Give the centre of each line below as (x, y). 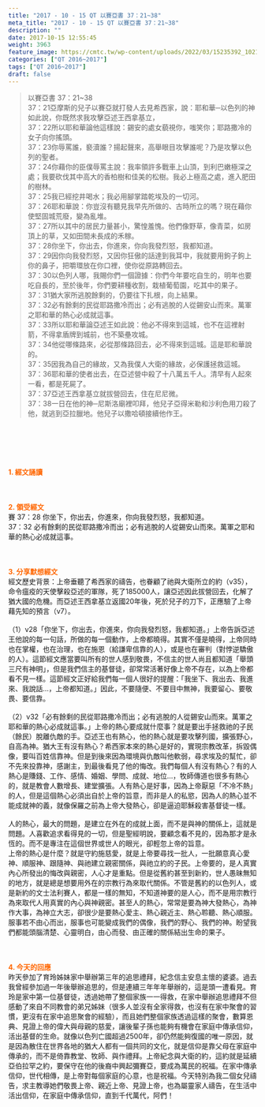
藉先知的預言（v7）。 (41, 611)
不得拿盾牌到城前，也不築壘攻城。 (97, 334)
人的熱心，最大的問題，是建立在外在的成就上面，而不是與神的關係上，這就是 (132, 823)
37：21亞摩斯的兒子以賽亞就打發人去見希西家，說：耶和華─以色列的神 (141, 107)
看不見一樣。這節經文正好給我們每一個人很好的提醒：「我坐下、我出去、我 (127, 679)
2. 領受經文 (26, 507)
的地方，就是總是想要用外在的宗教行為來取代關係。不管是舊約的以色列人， (129, 883)
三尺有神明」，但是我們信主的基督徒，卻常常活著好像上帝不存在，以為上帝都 (131, 668)
